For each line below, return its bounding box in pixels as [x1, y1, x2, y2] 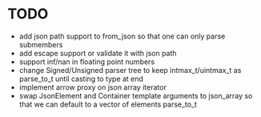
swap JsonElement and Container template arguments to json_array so [18, 91, 253, 100]
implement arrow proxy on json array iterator [18, 82, 167, 92]
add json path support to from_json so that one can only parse [18, 31, 226, 41]
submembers [18, 39, 63, 49]
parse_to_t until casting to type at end [18, 74, 143, 83]
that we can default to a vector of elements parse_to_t [18, 99, 198, 109]
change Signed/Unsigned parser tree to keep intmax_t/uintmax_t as [18, 65, 242, 75]
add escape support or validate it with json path [18, 48, 177, 58]
